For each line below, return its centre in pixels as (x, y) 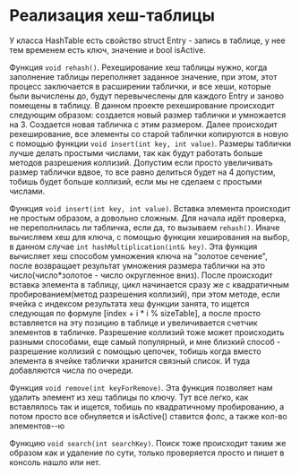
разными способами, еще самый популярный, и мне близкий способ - (145, 341)
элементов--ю (37, 426)
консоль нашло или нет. (55, 462)
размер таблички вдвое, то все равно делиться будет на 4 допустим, (142, 172)
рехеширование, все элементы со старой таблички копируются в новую (149, 134)
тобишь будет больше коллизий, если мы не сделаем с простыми (136, 181)
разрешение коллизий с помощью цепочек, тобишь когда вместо (135, 351)
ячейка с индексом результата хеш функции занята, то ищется (129, 303)
